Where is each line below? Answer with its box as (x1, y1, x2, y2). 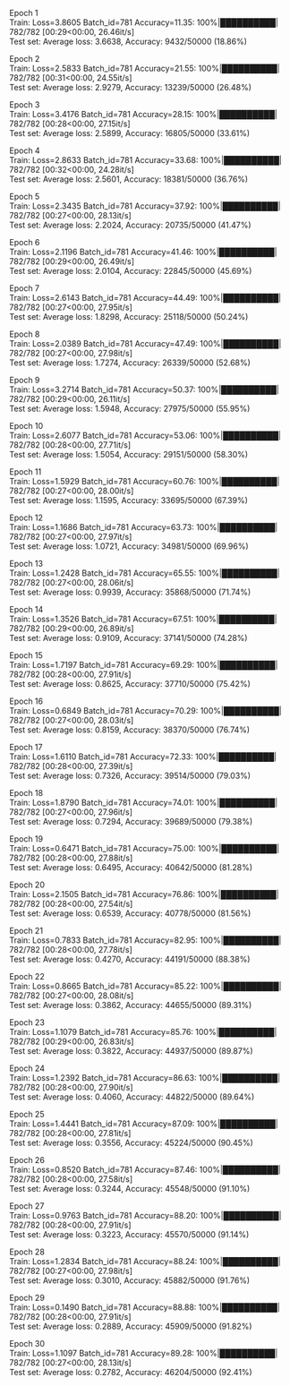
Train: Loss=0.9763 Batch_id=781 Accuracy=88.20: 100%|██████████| (9, 1211, 282, 1220)
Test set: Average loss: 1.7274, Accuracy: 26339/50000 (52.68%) (9, 357, 251, 368)
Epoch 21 (9, 926, 43, 936)
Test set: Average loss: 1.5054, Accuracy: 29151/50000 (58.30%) (9, 449, 249, 459)
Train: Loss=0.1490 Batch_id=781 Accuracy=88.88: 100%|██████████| (9, 1302, 280, 1313)
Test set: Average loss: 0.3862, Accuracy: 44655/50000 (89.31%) (9, 1000, 252, 1010)
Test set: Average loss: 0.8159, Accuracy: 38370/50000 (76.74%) (9, 724, 251, 735)
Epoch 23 (9, 1017, 45, 1028)
